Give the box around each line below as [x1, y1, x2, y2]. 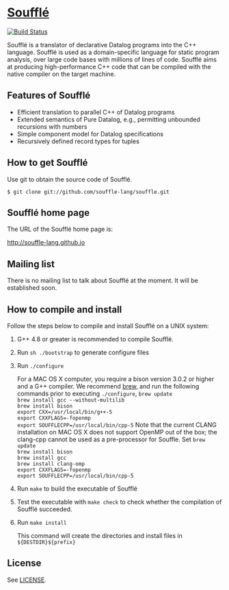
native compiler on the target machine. [7, 70, 116, 78]
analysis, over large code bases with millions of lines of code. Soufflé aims [7, 55, 217, 63]
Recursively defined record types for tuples [16, 137, 140, 145]
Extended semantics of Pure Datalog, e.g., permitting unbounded [16, 115, 200, 123]
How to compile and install [7, 304, 122, 315]
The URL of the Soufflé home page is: [7, 225, 113, 234]
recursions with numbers [16, 122, 87, 131]
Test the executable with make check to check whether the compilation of [16, 498, 222, 506]
